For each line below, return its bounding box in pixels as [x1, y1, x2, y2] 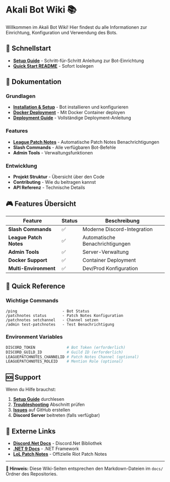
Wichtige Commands [6, 297, 59, 304]
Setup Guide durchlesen [13, 396, 65, 402]
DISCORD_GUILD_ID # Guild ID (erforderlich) [6, 349, 124, 355]
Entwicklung [6, 162, 37, 169]
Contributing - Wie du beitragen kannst [13, 179, 96, 185]
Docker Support [8, 256, 47, 263]
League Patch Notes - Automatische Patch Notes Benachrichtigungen [13, 139, 159, 145]
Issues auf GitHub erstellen [13, 407, 70, 413]
